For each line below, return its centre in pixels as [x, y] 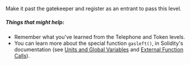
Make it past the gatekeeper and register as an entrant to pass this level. [93, 9]
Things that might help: [35, 22]
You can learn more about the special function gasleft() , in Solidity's [99, 43]
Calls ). [22, 56]
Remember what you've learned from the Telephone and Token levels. [100, 37]
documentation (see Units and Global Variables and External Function [99, 49]
